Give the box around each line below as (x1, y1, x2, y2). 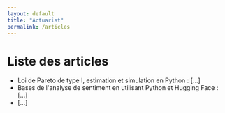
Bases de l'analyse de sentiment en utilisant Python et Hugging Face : (17, 84, 219, 92)
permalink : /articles (7, 23, 71, 30)
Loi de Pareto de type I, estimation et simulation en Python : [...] (17, 76, 201, 84)
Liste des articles (7, 53, 109, 69)
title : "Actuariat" (7, 17, 64, 24)
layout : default (7, 10, 55, 17)
